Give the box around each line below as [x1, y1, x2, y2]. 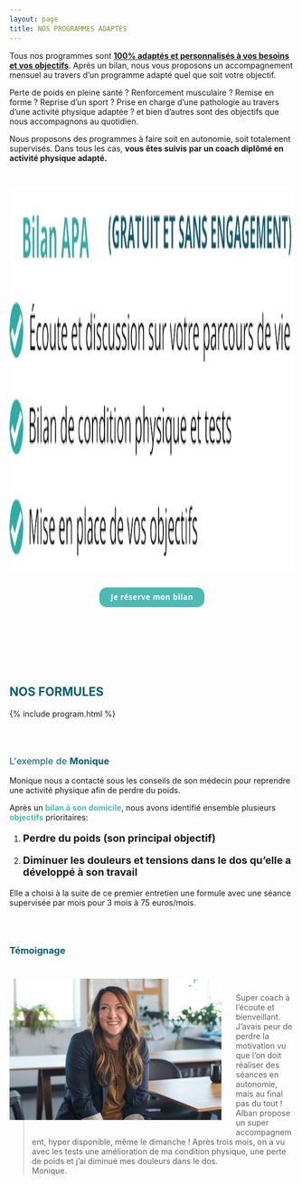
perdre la [235, 1031, 269, 1042]
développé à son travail [22, 866, 138, 879]
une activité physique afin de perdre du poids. [9, 785, 181, 796]
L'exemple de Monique [9, 755, 110, 768]
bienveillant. [235, 1011, 281, 1022]
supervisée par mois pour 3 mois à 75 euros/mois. [9, 897, 196, 908]
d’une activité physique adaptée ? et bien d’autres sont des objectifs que [9, 106, 279, 117]
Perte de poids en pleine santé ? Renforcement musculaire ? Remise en [9, 87, 274, 98]
